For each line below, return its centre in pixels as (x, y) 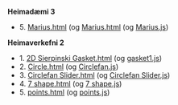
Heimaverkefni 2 (36, 42)
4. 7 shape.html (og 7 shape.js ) (70, 84)
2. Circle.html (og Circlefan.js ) (69, 67)
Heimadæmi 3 (31, 12)
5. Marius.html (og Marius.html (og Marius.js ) (94, 27)
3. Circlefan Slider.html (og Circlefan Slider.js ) (95, 75)
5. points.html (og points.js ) (64, 92)
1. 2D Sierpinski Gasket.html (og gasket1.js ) (91, 58)
